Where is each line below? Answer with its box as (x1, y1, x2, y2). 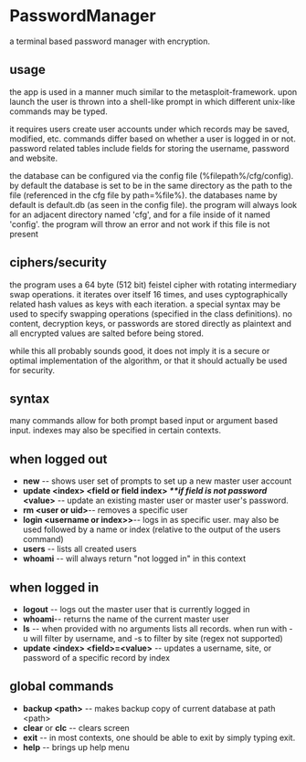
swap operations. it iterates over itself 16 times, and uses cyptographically (9, 288, 288, 299)
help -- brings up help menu (22, 741, 130, 753)
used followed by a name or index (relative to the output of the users (22, 524, 281, 535)
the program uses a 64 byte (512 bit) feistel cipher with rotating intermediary (9, 279, 297, 290)
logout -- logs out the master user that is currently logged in (22, 604, 250, 614)
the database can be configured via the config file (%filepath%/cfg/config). (9, 170, 294, 181)
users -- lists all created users (22, 544, 137, 555)
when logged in (9, 579, 100, 595)
